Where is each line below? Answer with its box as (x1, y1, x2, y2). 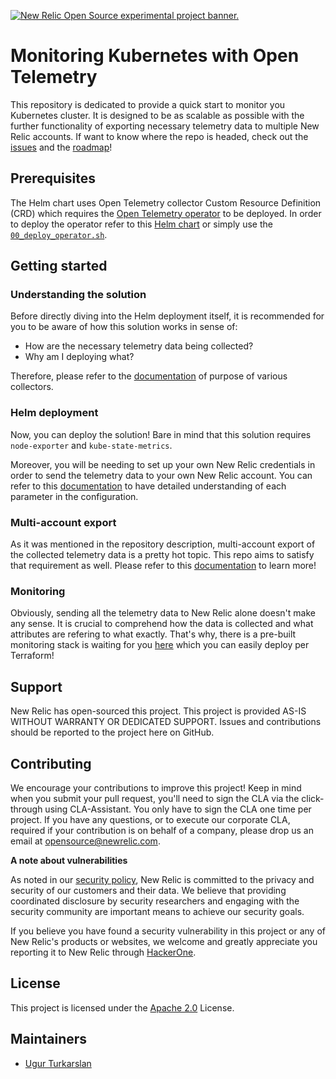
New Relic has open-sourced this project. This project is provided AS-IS (10, 705, 307, 717)
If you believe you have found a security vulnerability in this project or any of (10, 925, 326, 937)
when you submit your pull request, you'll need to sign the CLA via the (10, 792, 300, 804)
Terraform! (10, 650, 55, 662)
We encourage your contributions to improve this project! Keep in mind (10, 781, 302, 794)
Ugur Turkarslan (24, 1057, 92, 1069)
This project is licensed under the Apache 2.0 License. (10, 1001, 235, 1014)
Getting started (10, 258, 108, 275)
